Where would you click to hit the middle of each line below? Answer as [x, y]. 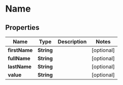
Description [72, 42]
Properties [22, 28]
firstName [20, 50]
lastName [20, 67]
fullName [19, 58]
